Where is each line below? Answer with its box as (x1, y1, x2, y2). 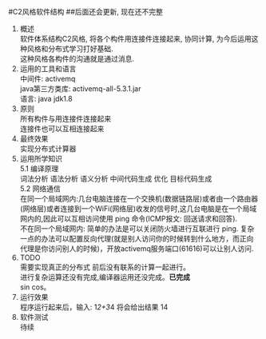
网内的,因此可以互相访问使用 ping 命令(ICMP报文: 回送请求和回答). (19, 214, 238, 223)
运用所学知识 (19, 154, 62, 163)
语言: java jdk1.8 (19, 94, 73, 103)
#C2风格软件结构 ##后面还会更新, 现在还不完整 (8, 7, 164, 16)
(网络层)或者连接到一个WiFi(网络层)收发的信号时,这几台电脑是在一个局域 (19, 204, 257, 213)
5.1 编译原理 (19, 164, 59, 173)
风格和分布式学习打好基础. (26, 44, 113, 54)
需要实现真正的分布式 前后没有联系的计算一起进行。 (19, 262, 190, 272)
